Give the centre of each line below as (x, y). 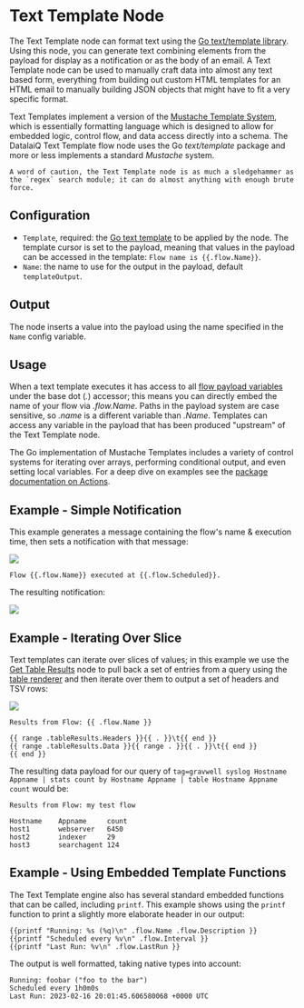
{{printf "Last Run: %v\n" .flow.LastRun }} (95, 946)
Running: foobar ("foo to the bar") (78, 980)
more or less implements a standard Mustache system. (112, 155)
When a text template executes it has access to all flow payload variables (146, 386)
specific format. (39, 99)
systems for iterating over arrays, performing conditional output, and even (147, 462)
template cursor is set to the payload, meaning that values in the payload (158, 247)
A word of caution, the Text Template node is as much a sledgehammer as (152, 172)
